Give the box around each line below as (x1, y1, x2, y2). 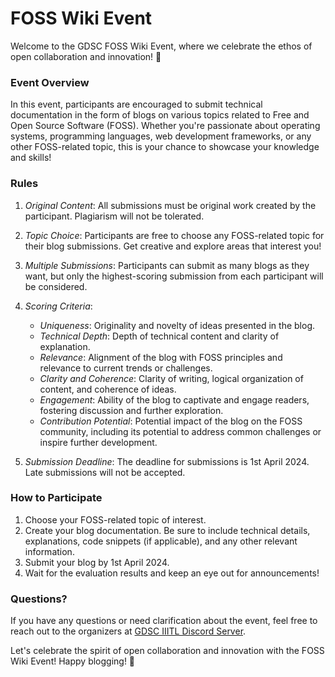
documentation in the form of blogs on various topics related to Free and (10, 109, 310, 121)
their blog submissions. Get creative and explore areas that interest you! (24, 240, 322, 252)
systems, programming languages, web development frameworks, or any (10, 130, 312, 142)
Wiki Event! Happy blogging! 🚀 (10, 655, 136, 667)
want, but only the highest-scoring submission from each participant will (24, 270, 324, 282)
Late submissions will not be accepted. (24, 466, 186, 478)
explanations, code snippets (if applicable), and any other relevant (24, 535, 298, 547)
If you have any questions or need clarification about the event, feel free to (10, 615, 318, 627)
